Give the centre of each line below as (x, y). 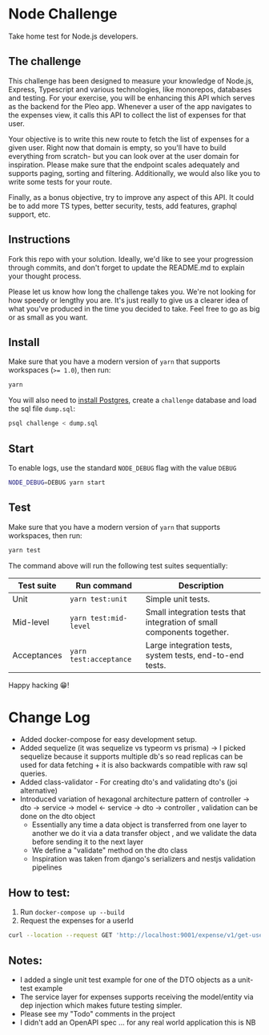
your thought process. (45, 276)
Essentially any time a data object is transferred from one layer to (139, 825)
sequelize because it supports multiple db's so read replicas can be (131, 756)
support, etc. (29, 214)
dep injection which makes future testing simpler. (101, 1005)
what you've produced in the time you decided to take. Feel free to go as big (134, 308)
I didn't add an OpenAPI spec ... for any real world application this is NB (138, 1022)
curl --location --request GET (60, 935)
